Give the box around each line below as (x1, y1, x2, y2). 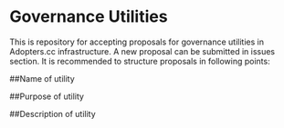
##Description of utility (9, 108, 96, 119)
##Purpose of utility (9, 91, 85, 102)
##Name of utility (9, 73, 75, 84)
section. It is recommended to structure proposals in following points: (9, 55, 271, 66)
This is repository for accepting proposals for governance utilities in (9, 36, 265, 47)
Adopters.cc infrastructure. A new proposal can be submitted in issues (9, 45, 276, 56)
